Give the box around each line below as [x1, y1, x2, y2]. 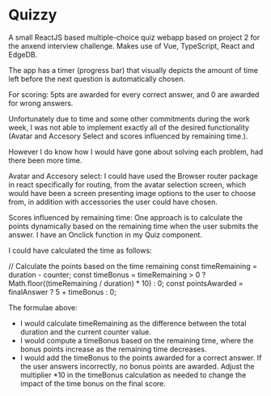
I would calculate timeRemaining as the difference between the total [19, 318, 247, 328]
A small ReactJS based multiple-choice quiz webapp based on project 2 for [8, 32, 260, 42]
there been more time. [8, 155, 83, 165]
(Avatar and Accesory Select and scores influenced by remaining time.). [8, 131, 248, 141]
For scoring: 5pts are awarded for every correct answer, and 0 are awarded [8, 89, 260, 99]
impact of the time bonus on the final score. [19, 378, 166, 388]
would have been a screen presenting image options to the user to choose [8, 188, 256, 198]
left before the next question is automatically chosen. [8, 74, 186, 83]
